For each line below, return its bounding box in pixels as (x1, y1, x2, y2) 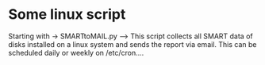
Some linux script (8, 5, 126, 23)
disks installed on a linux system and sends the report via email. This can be (8, 39, 257, 49)
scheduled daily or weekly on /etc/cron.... (8, 48, 144, 57)
